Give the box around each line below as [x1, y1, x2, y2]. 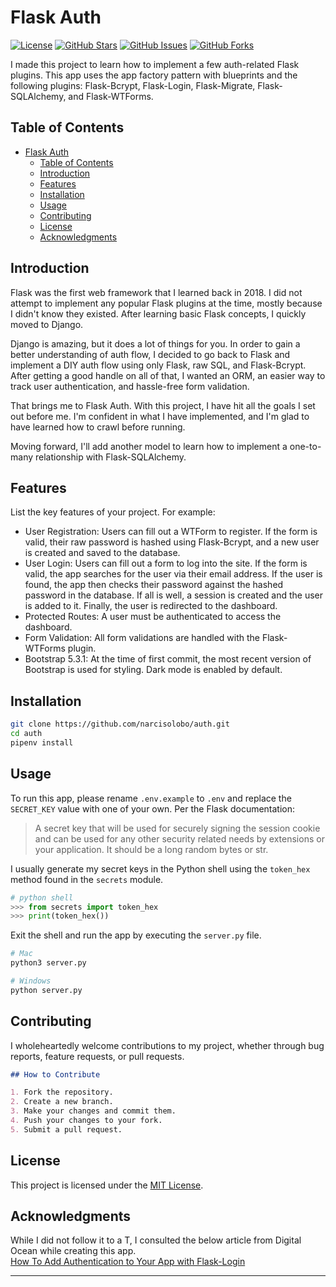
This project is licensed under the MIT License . [10, 1179, 204, 1191]
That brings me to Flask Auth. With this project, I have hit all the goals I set [10, 399, 316, 411]
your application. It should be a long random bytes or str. [34, 843, 269, 855]
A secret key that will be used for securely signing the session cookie [34, 822, 321, 834]
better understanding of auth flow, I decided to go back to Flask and [10, 348, 291, 360]
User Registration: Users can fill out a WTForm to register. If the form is [24, 526, 318, 538]
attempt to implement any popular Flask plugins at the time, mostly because [10, 297, 323, 309]
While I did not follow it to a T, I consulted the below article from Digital [10, 1234, 302, 1246]
